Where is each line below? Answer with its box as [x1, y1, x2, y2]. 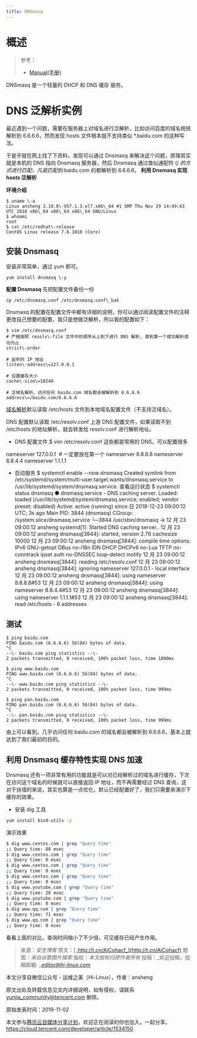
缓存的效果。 [6, 793, 37, 800]
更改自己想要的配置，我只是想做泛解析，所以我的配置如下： [6, 316, 150, 323]
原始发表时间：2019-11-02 [6, 1006, 69, 1013]
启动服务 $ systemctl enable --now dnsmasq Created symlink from [14, 470, 176, 477]
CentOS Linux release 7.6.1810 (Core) [6, 229, 101, 235]
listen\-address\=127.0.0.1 [6, 362, 75, 368]
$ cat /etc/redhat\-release [6, 224, 75, 230]
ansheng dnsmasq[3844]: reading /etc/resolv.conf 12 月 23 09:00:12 [14, 558, 181, 565]
